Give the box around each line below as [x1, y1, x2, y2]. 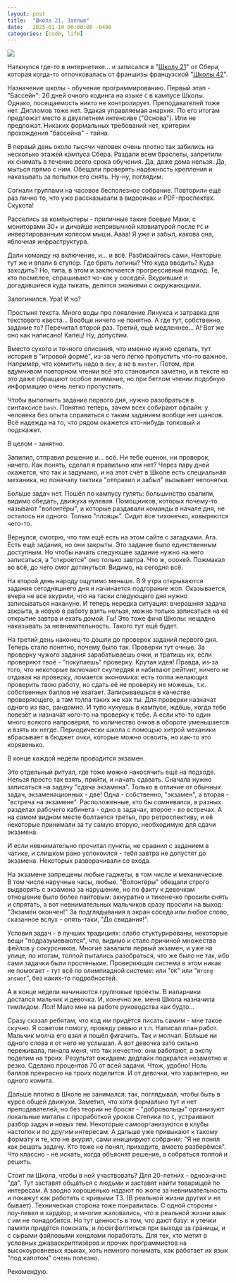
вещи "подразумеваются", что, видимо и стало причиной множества [7, 936, 216, 945]
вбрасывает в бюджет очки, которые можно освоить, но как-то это [7, 733, 211, 741]
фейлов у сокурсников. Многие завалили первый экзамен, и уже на [7, 944, 213, 953]
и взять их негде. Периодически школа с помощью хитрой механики [7, 725, 216, 734]
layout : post [7, 10, 46, 18]
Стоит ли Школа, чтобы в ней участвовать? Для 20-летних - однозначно [7, 1171, 227, 1180]
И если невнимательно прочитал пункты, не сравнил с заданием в [7, 842, 209, 850]
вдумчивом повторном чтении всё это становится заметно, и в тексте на [7, 367, 229, 376]
